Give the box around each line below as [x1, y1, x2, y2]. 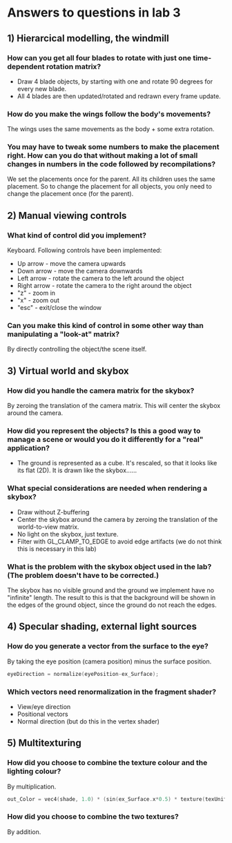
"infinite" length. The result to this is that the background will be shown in [7, 594, 216, 602]
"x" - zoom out [17, 296, 60, 304]
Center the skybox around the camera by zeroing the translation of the [17, 515, 218, 523]
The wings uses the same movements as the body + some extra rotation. [7, 125, 215, 133]
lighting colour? [7, 766, 61, 776]
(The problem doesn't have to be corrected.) [7, 570, 159, 580]
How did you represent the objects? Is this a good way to [7, 426, 201, 436]
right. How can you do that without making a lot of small [7, 151, 198, 160]
